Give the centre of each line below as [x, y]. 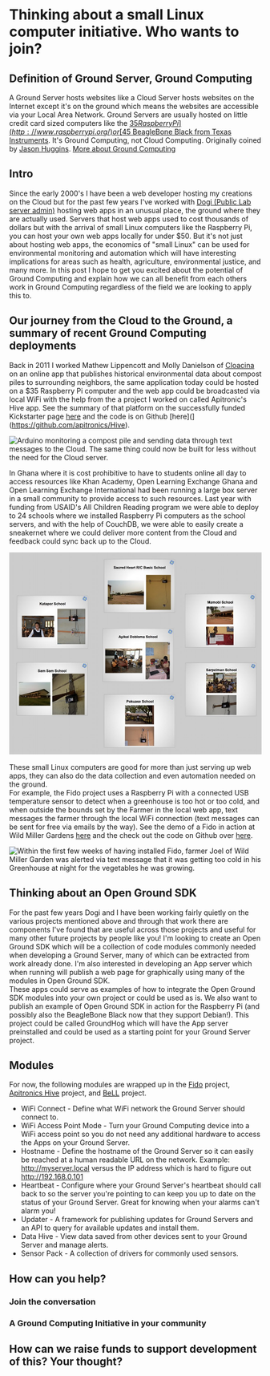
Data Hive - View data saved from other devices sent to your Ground [134, 1236]
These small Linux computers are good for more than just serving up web [130, 767]
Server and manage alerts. [64, 1245]
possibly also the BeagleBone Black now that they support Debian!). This [129, 1014]
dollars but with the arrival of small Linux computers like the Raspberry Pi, [131, 227]
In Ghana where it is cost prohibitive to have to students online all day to [128, 473]
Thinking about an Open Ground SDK [103, 893]
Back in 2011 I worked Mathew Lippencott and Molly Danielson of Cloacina [132, 365]
